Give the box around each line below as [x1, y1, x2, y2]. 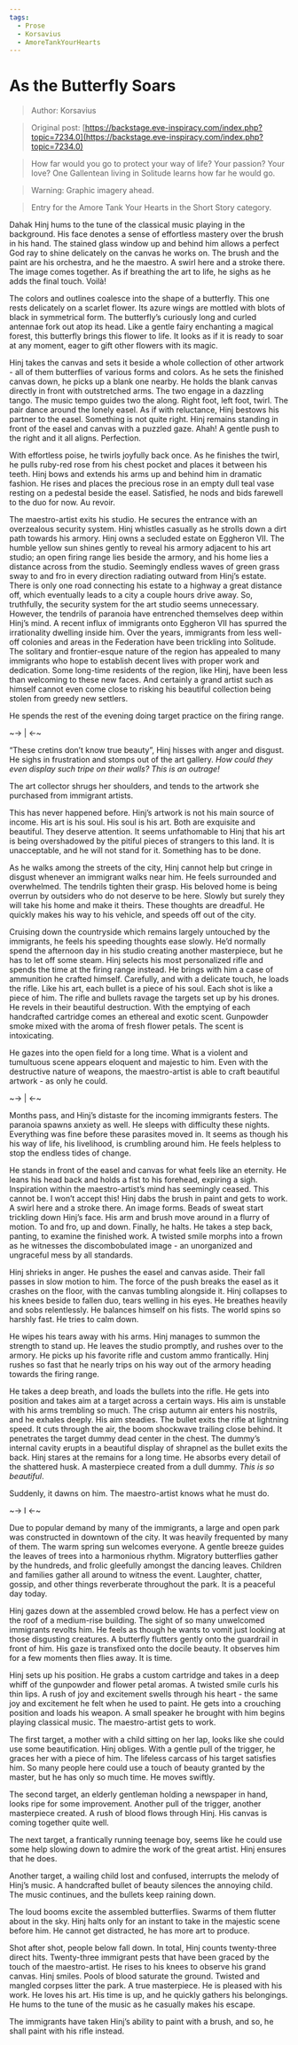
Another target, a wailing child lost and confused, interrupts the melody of [9, 1870, 279, 1881]
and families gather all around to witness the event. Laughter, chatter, [9, 1570, 263, 1580]
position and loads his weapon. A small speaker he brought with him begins [9, 1708, 286, 1719]
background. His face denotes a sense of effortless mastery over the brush [9, 229, 284, 239]
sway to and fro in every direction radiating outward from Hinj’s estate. [9, 571, 267, 582]
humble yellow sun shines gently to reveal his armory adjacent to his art [9, 543, 271, 553]
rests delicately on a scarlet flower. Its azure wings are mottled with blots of [9, 302, 286, 313]
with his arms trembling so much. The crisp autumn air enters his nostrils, [9, 1405, 278, 1415]
